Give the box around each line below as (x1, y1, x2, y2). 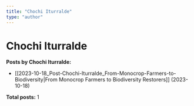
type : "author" (6, 14, 44, 20)
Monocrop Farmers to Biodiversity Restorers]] (58, 76, 170, 83)
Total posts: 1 (6, 94, 39, 101)
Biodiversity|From (14, 76, 58, 83)
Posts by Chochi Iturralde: (6, 59, 72, 66)
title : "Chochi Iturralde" (6, 8, 72, 15)
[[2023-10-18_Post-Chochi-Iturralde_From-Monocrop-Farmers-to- (14, 70, 176, 77)
